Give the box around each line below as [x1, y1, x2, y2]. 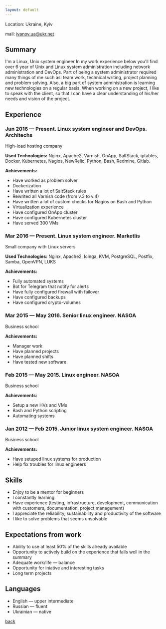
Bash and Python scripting [12, 408, 67, 414]
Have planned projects [12, 348, 59, 354]
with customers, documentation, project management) [12, 505, 125, 511]
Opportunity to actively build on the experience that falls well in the [12, 549, 151, 555]
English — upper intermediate [12, 598, 74, 604]
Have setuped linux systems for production [12, 456, 101, 462]
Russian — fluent [12, 603, 48, 609]
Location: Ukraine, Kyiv [5, 21, 53, 27]
